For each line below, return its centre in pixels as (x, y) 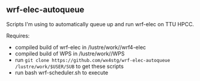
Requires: (18, 36)
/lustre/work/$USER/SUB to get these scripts (69, 66)
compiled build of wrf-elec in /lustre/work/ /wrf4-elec (80, 47)
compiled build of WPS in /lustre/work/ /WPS (70, 54)
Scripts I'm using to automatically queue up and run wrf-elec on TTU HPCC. (100, 24)
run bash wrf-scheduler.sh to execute (62, 72)
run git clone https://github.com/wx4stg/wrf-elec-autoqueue (92, 60)
